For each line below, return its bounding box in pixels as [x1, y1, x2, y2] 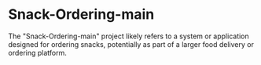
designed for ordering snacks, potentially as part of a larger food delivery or [8, 39, 254, 49]
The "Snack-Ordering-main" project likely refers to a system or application [8, 31, 249, 41]
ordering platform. [8, 48, 67, 57]
